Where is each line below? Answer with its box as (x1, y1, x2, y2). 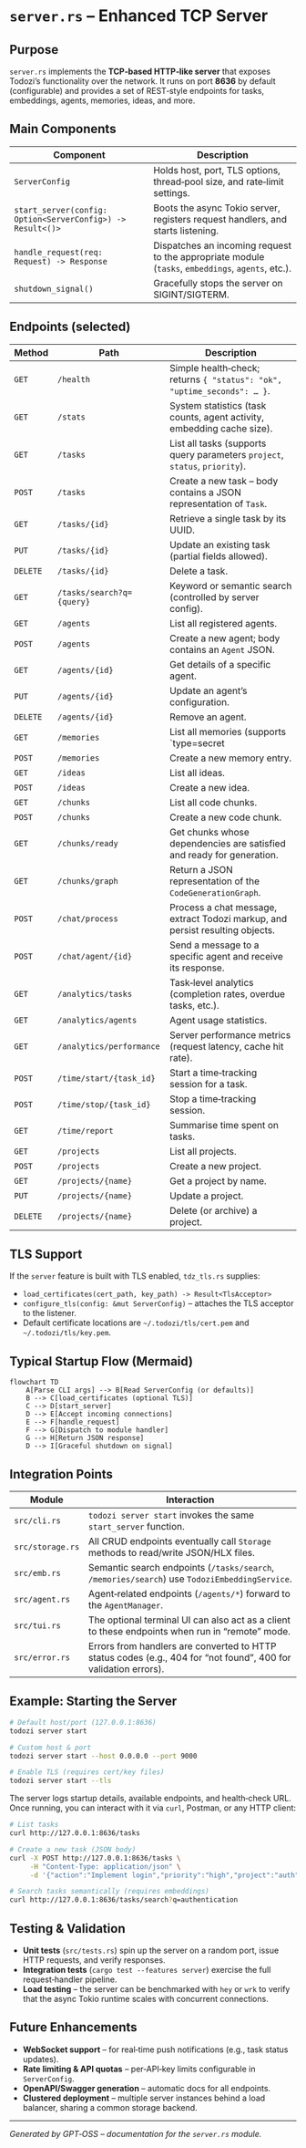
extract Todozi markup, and (169, 912, 288, 925)
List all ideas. (169, 766, 226, 779)
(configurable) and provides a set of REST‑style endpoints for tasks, (9, 86, 265, 96)
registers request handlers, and (153, 213, 287, 225)
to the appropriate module (153, 250, 265, 263)
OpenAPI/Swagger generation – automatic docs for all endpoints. (22, 2082, 271, 2093)
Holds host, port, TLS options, (153, 163, 280, 176)
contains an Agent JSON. (169, 643, 275, 656)
